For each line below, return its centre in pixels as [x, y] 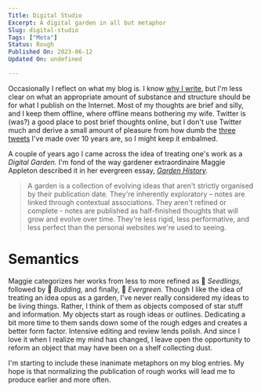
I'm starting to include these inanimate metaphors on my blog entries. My [126, 363]
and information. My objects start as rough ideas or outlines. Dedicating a [127, 314]
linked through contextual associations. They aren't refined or [127, 202]
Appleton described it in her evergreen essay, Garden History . [108, 170]
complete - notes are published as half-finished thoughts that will [133, 211]
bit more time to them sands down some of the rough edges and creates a [128, 322]
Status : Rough [31, 45]
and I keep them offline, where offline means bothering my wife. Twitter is [127, 113]
